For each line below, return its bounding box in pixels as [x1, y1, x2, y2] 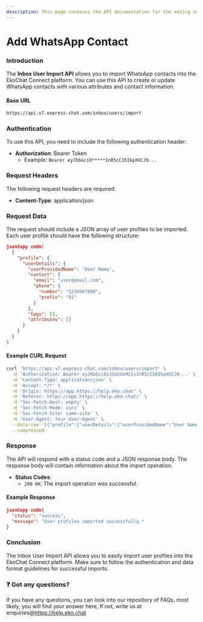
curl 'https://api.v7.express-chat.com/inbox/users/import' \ [6, 366, 166, 372]
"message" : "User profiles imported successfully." [11, 518, 145, 524]
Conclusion [6, 538, 41, 547]
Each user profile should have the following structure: [6, 232, 140, 239]
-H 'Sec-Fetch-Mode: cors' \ [11, 405, 85, 411]
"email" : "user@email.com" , [33, 277, 104, 284]
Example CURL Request [6, 352, 67, 359]
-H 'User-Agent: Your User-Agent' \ [11, 416, 104, 422]
